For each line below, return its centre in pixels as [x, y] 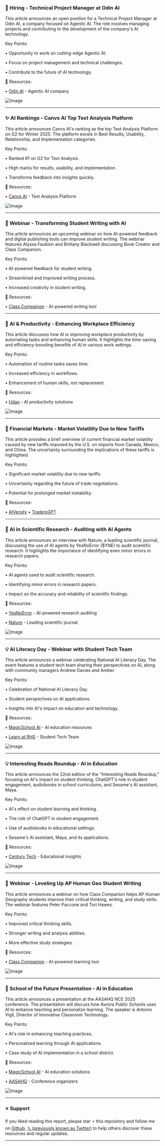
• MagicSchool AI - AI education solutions [47, 1071]
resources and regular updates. [37, 1134]
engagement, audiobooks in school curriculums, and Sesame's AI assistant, [82, 785]
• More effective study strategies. [39, 942]
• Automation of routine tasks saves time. [47, 364]
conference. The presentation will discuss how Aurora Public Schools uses [81, 1004]
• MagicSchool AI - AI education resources [49, 727]
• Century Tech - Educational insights [43, 856]
